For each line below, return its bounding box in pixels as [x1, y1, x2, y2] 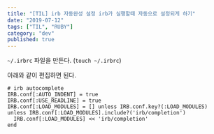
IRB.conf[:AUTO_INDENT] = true [7, 91, 99, 98]
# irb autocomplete [7, 85, 64, 92]
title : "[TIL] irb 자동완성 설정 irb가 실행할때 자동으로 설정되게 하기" [7, 10, 196, 17]
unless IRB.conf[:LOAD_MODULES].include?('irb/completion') [7, 110, 187, 117]
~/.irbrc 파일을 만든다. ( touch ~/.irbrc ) [7, 57, 122, 65]
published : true [7, 36, 55, 43]
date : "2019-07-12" [7, 17, 64, 24]
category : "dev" [7, 29, 55, 37]
